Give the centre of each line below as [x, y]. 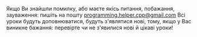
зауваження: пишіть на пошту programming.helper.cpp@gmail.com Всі [96, 15]
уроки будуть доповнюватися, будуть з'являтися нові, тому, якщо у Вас [99, 21]
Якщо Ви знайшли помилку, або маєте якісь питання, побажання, [90, 9]
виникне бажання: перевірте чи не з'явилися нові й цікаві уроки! [90, 27]
